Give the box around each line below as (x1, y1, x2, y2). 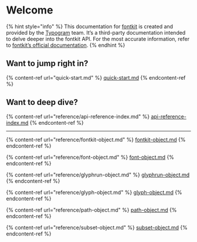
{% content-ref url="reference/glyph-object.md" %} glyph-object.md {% (6, 189, 183, 196)
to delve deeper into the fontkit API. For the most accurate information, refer (6, 35, 189, 42)
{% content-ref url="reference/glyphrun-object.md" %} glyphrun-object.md (6, 171, 190, 178)
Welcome (6, 4, 53, 17)
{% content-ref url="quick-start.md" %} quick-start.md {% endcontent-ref (6, 74, 186, 81)
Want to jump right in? (6, 59, 89, 69)
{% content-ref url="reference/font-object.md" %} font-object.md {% (6, 154, 175, 161)
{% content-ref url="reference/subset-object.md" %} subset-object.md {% (6, 224, 188, 231)
